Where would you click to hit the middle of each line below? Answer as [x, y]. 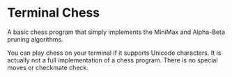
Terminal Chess [54, 13]
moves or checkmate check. [48, 67]
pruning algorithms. [36, 39]
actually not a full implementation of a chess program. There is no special [113, 60]
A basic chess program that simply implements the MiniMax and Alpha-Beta [116, 32]
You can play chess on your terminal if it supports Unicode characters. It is [114, 53]
